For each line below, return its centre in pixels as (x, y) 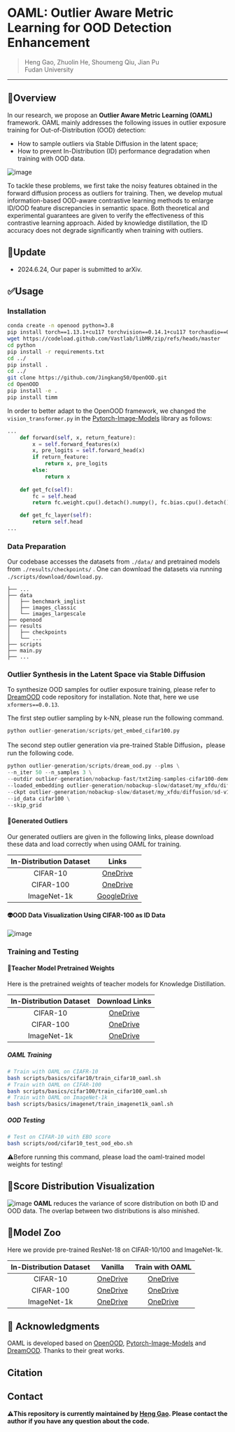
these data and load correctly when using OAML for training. (94, 844)
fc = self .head (55, 496)
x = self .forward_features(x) (76, 444)
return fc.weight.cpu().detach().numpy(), (95, 503)
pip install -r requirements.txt (56, 352)
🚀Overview (32, 98)
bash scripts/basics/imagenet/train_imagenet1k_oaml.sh (90, 1104)
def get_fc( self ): (47, 490)
